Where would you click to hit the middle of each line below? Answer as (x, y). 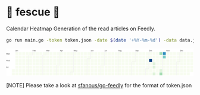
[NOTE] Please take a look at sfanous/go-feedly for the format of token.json (99, 85)
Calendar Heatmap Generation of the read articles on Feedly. (81, 28)
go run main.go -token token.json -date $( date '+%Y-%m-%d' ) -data (92, 40)
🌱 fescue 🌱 (33, 12)
